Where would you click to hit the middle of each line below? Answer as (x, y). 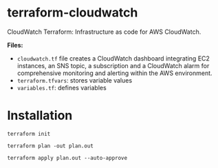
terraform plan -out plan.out (51, 146)
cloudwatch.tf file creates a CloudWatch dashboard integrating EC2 (113, 58)
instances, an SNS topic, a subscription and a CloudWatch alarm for (113, 65)
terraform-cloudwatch (73, 13)
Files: (15, 45)
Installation (40, 116)
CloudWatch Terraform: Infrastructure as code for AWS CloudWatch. (104, 32)
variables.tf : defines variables (62, 87)
